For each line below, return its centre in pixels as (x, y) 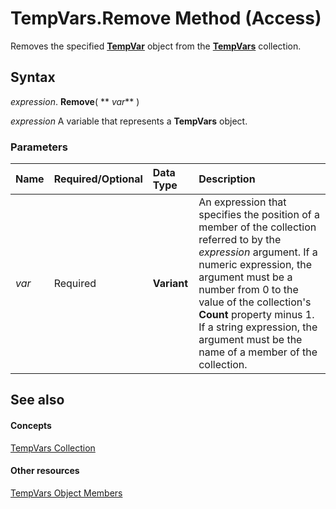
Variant (170, 284)
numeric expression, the (255, 265)
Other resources (45, 471)
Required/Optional (98, 179)
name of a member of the (258, 352)
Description (227, 179)
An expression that (242, 202)
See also (37, 400)
